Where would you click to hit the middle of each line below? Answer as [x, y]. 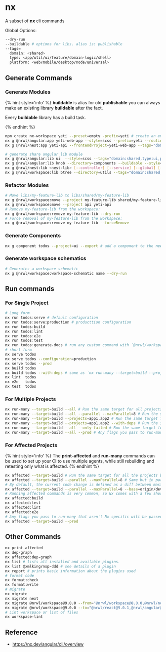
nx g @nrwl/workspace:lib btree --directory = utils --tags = [67, 172]
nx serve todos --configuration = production [51, 359]
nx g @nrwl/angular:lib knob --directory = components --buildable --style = [84, 163]
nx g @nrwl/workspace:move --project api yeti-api [58, 204]
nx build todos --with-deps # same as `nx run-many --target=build [76, 373]
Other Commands [33, 537]
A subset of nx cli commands [35, 21]
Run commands [30, 289]
